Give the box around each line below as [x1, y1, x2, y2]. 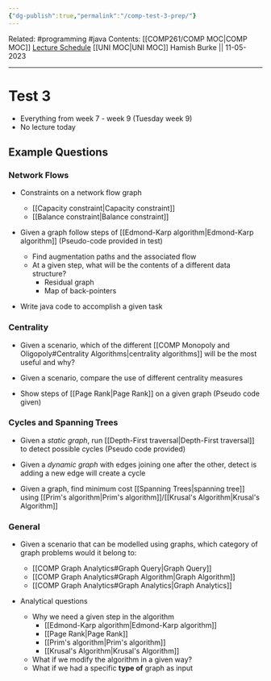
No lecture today [19, 122, 77, 131]
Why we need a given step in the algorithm [31, 612, 175, 621]
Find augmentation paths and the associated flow [31, 251, 197, 262]
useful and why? [19, 357, 75, 367]
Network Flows [8, 169, 69, 181]
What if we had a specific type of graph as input [31, 663, 194, 673]
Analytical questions [19, 596, 88, 606]
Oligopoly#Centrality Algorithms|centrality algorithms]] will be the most [19, 348, 257, 359]
